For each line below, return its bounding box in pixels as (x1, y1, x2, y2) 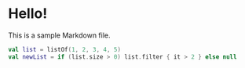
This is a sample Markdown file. (8, 30, 112, 40)
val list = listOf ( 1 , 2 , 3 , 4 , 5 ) (8, 45, 122, 53)
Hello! (8, 5, 48, 23)
